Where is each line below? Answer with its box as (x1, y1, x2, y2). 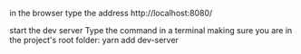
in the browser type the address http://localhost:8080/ (9, 8, 213, 18)
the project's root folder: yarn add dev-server (9, 35, 180, 45)
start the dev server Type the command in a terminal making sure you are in (9, 25, 293, 35)
